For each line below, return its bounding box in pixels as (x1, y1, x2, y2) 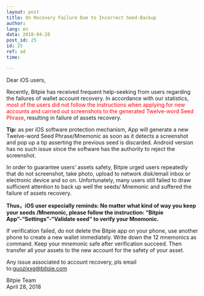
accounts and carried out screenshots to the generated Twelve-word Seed (6, 107, 194, 115)
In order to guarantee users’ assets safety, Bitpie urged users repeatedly (6, 163, 188, 171)
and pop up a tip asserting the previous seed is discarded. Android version (6, 138, 194, 146)
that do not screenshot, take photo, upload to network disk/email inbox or (6, 170, 191, 177)
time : (6, 54, 20, 60)
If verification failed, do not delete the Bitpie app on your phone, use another (6, 227, 199, 234)
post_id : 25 (6, 37, 37, 43)
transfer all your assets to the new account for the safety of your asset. (6, 246, 185, 253)
